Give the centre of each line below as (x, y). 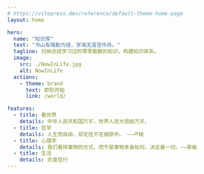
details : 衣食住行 (44, 160)
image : (23, 58)
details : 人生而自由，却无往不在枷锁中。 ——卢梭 (82, 134)
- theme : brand (41, 83)
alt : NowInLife (41, 70)
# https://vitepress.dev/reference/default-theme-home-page (95, 13)
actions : (26, 77)
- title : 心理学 (35, 141)
